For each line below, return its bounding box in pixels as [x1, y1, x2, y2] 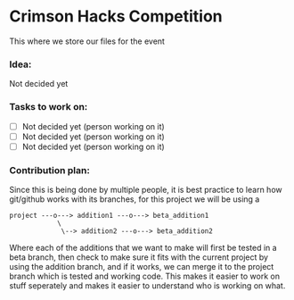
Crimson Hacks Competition [9, 6, 223, 27]
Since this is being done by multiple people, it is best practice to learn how [9, 185, 282, 196]
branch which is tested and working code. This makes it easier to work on [9, 271, 281, 282]
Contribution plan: [9, 163, 91, 176]
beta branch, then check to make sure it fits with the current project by [9, 252, 269, 262]
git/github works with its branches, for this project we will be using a [9, 194, 260, 204]
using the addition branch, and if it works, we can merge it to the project [9, 262, 274, 272]
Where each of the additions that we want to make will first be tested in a [9, 243, 278, 254]
